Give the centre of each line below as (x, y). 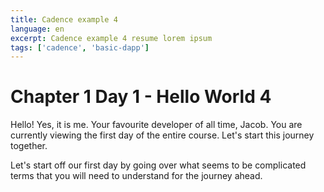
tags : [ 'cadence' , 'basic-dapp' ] (80, 47)
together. (29, 146)
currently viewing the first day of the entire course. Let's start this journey (162, 135)
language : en (37, 29)
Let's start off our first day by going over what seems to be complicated (158, 165)
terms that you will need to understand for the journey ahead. (136, 176)
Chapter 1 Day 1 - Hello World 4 (141, 97)
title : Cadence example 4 (64, 19)
